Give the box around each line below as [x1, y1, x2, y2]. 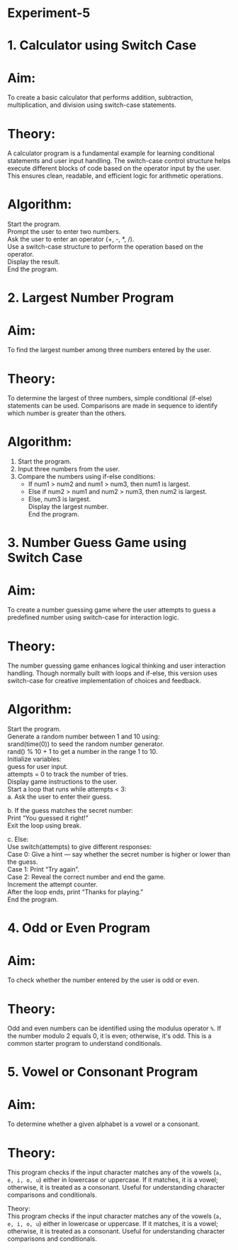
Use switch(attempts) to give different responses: [7, 843, 152, 851]
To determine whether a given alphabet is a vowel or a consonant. [7, 1120, 200, 1128]
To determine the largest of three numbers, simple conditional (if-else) [7, 394, 212, 402]
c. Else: [7, 835, 29, 844]
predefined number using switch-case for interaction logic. [7, 613, 179, 621]
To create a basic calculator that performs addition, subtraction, [7, 94, 193, 102]
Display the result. [7, 257, 60, 266]
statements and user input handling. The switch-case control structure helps [7, 157, 231, 165]
